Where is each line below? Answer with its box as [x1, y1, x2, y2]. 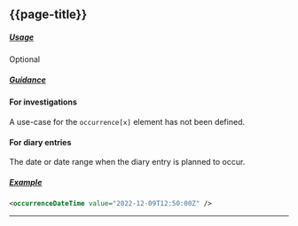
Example [9, 176, 43, 187]
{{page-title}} [9, 7, 88, 22]
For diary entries [9, 136, 72, 147]
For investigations [9, 97, 77, 107]
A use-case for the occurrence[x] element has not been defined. [9, 116, 246, 127]
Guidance [9, 74, 46, 85]
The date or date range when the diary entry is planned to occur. [9, 157, 246, 168]
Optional [9, 54, 41, 65]
